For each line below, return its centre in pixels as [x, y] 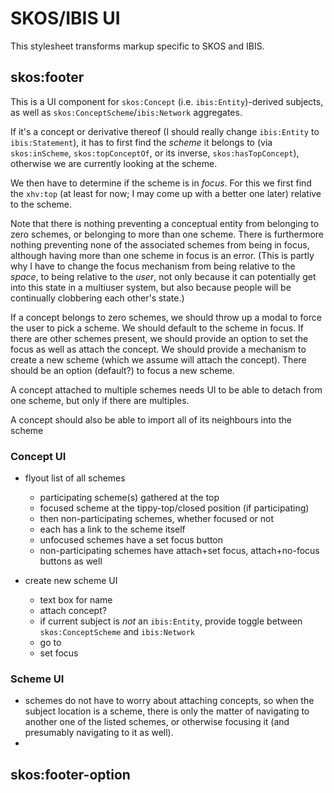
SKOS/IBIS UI [65, 18]
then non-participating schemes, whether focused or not [157, 519]
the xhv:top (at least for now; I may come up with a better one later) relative [166, 193]
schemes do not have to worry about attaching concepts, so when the [169, 701]
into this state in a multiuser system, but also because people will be [151, 287]
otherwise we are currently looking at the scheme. [114, 163]
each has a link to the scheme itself [112, 529]
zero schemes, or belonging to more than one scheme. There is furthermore [167, 234]
